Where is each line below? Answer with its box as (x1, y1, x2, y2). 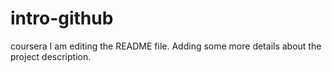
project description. (10, 50, 92, 62)
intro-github (10, 7, 114, 30)
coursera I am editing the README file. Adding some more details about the (10, 40, 322, 52)
